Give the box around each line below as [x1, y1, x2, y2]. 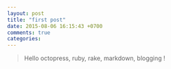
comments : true [7, 29, 51, 36]
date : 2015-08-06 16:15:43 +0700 [7, 23, 103, 29]
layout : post [7, 10, 45, 17]
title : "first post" [7, 16, 67, 23]
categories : [7, 36, 41, 42]
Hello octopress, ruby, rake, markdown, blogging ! [23, 54, 166, 62]
